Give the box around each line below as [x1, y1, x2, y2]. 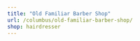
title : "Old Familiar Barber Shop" [7, 10, 111, 17]
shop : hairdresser [7, 23, 61, 30]
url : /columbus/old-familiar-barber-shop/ [7, 17, 133, 24]
